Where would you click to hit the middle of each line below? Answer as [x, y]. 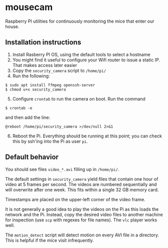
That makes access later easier [45, 65]
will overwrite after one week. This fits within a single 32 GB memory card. [82, 190]
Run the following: [31, 76]
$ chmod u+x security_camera [36, 90]
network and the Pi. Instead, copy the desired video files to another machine [84, 214]
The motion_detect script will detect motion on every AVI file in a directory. [82, 235]
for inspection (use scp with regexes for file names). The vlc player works [81, 220]
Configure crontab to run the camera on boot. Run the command [79, 99]
